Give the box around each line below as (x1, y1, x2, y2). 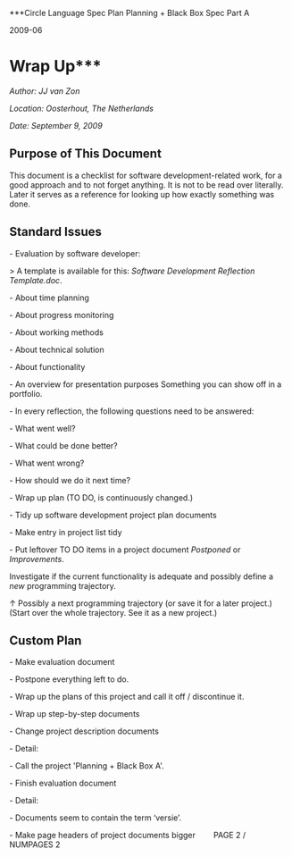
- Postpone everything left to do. (9, 674, 129, 685)
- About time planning (9, 292, 89, 303)
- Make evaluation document (9, 657, 115, 668)
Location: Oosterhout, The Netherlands (9, 103, 154, 113)
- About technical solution (9, 344, 104, 355)
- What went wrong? (9, 458, 85, 468)
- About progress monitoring (9, 309, 114, 320)
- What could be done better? (9, 440, 118, 450)
